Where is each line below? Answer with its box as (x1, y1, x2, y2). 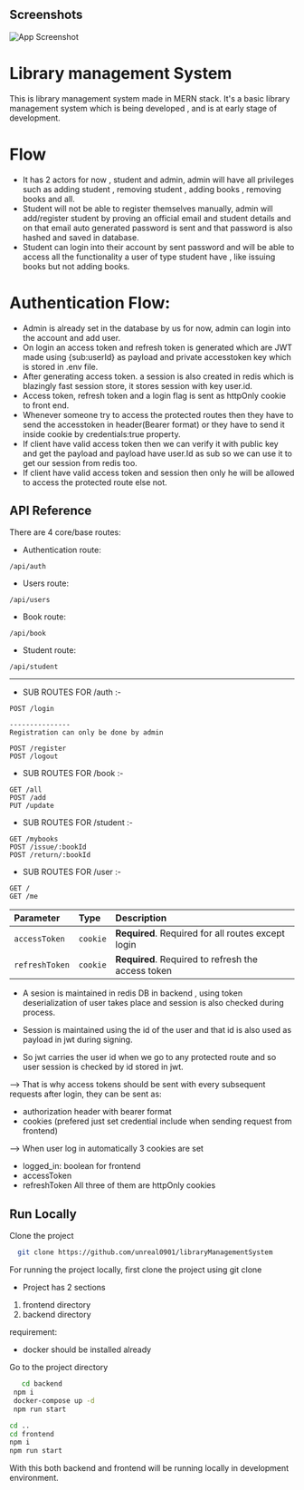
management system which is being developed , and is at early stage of (9, 102, 278, 113)
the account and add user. (22, 332, 120, 343)
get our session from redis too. (22, 457, 138, 468)
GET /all (9, 785, 43, 794)
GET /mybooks (9, 834, 59, 844)
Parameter (14, 911, 61, 924)
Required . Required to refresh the (115, 953, 258, 966)
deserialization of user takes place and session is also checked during (22, 998, 285, 1008)
